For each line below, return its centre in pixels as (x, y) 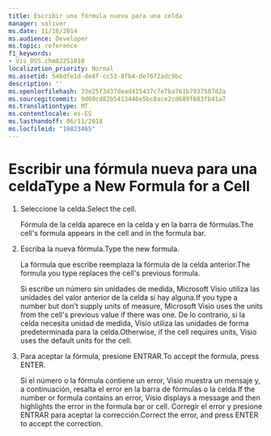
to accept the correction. (61, 423)
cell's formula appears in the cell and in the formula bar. (113, 233)
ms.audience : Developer (49, 38)
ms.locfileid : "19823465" (52, 129)
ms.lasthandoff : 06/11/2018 (56, 122)
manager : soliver (38, 24)
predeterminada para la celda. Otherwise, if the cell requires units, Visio (138, 331)
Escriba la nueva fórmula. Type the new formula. (100, 249)
